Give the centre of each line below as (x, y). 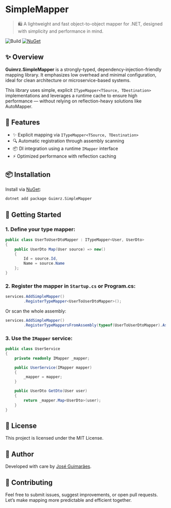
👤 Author (20, 454)
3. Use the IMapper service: (39, 338)
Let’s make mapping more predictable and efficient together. (69, 500)
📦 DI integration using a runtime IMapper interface (65, 148)
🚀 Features (23, 123)
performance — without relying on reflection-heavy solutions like (74, 101)
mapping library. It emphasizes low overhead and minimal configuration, (81, 74)
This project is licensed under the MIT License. (54, 438)
